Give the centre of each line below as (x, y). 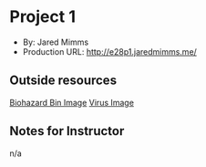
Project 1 (42, 17)
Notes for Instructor (67, 131)
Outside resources (63, 81)
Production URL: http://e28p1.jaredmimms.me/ (110, 51)
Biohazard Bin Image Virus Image (72, 102)
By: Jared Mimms (56, 42)
